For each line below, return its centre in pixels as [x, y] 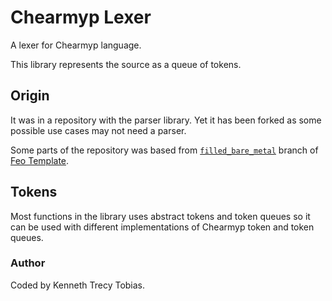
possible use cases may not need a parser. [98, 130]
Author [28, 263]
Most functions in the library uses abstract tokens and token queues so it [160, 216]
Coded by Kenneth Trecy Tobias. [78, 285]
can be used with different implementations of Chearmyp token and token [162, 227]
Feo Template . [40, 160]
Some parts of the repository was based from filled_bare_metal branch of [164, 150]
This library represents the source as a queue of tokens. [126, 64]
